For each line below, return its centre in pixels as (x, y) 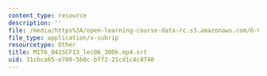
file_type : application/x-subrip (64, 38)
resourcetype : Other (43, 45)
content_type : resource (48, 15)
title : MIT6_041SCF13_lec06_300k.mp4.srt (78, 52)
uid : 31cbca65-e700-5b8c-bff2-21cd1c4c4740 (81, 60)
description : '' (35, 23)
